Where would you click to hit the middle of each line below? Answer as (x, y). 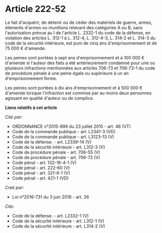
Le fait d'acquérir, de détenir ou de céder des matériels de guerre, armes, (79, 22)
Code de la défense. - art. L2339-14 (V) (52, 142)
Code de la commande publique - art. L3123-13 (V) (63, 137)
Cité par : (14, 117)
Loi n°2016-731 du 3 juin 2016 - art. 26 (50, 197)
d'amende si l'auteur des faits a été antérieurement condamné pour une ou (80, 63)
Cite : (10, 206)
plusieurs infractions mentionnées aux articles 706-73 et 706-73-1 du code (80, 68)
